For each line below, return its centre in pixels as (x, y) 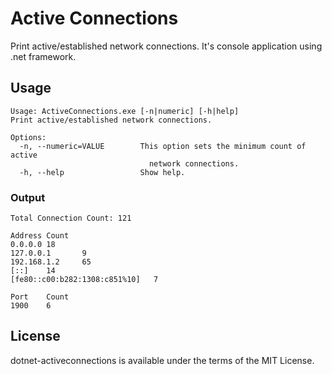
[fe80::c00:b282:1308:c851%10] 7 (84, 280)
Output (28, 197)
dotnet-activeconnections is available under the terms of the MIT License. (162, 360)
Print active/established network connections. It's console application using (166, 46)
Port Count (40, 297)
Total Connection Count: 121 (71, 218)
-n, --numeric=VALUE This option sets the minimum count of (163, 146)
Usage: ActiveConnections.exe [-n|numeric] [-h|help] (125, 111)
